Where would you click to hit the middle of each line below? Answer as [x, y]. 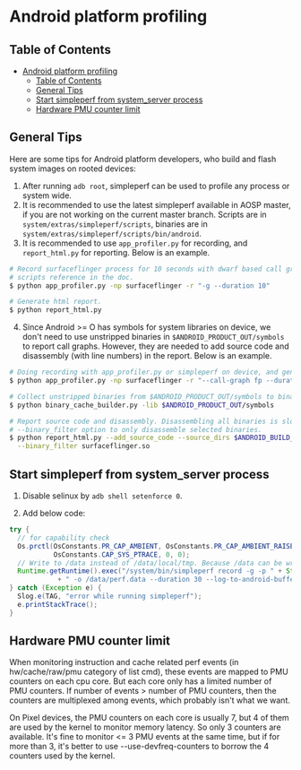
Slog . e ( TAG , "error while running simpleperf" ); [110, 596]
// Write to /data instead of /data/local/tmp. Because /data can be [150, 563]
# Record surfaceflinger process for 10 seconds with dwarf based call [146, 269]
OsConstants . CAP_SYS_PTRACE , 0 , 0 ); [122, 554]
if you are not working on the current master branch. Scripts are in [144, 214]
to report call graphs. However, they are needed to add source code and [155, 346]
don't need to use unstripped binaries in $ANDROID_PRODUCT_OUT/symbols [153, 337]
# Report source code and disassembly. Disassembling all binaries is [144, 421]
